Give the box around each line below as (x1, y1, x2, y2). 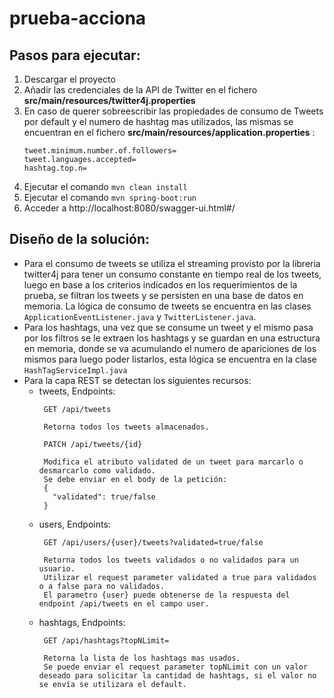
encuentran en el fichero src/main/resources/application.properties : (23, 127, 316, 138)
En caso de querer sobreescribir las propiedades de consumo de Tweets (23, 105, 324, 117)
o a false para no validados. (38, 581, 166, 591)
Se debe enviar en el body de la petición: (43, 474, 228, 484)
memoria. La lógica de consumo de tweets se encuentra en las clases (23, 300, 312, 312)
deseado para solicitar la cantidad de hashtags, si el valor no (38, 670, 317, 681)
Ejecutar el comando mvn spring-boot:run (23, 192, 197, 203)
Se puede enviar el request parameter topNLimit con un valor (43, 662, 309, 672)
